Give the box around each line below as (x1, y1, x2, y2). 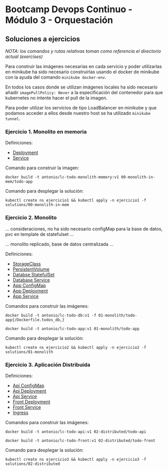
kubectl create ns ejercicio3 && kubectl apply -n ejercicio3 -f (5, 457, 146, 462)
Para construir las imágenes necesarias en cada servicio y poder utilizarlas (5, 64, 162, 69)
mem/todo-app (5, 179, 33, 184)
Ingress (12, 409, 29, 416)
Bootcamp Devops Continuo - (5, 4, 133, 15)
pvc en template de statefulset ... (5, 231, 74, 237)
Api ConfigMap (12, 382, 45, 389)
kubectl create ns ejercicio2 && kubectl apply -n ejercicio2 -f (5, 345, 146, 350)
